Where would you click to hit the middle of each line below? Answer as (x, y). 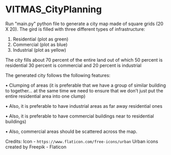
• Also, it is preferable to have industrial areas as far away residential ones (84, 106)
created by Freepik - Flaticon (36, 147)
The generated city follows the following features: (58, 75)
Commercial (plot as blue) (40, 44)
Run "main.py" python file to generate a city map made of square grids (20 (84, 24)
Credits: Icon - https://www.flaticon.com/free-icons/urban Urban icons (82, 141)
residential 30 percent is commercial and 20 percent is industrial (73, 65)
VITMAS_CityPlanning (54, 9)
